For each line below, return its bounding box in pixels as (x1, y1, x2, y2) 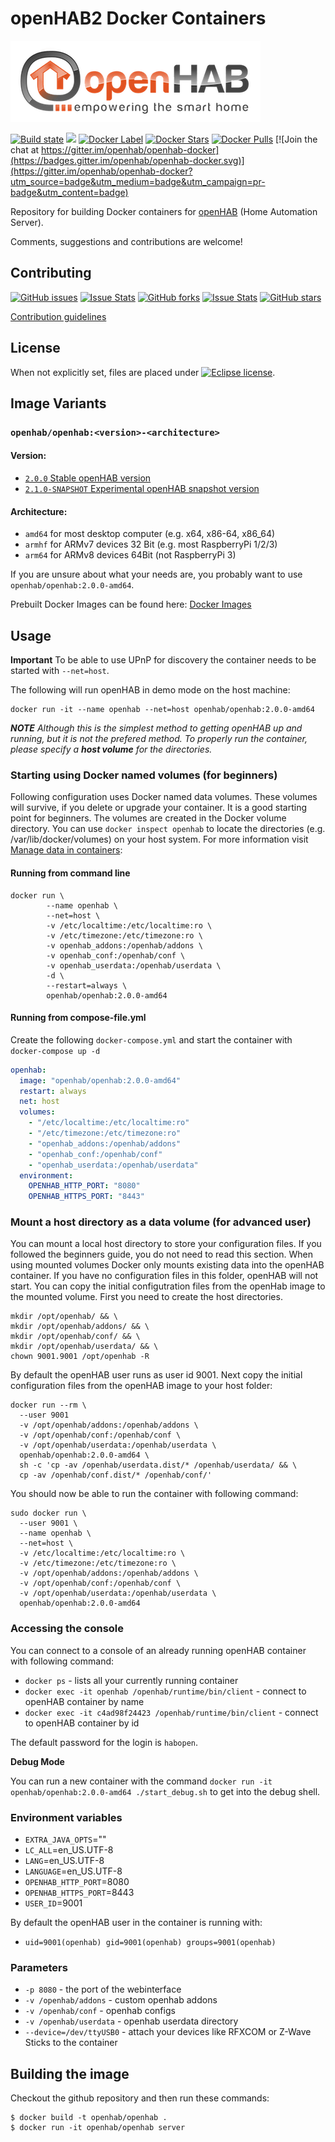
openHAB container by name (24, 1695, 145, 1707)
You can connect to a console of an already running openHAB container (10, 1644, 307, 1656)
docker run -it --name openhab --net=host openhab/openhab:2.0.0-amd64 (10, 705, 315, 715)
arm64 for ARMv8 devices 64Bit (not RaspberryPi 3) (24, 549, 237, 561)
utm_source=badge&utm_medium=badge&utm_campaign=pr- (10, 175, 266, 187)
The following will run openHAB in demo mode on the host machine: (10, 684, 291, 696)
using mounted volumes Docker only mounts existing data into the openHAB (10, 1259, 325, 1271)
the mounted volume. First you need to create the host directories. (10, 1291, 283, 1303)
